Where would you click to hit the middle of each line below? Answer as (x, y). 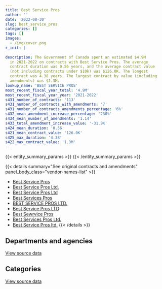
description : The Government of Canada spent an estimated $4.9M (75, 57)
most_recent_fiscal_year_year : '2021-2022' (52, 95)
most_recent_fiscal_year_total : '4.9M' (47, 90)
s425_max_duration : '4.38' (34, 138)
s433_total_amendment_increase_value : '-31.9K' (56, 123)
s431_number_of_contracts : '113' (40, 100)
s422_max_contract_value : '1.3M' (40, 142)
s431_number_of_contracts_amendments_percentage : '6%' (64, 109)
